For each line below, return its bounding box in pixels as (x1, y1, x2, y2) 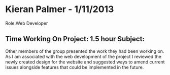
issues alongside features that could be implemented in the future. (5, 64, 144, 70)
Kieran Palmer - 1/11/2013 (5, 4, 114, 15)
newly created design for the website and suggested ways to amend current (5, 59, 165, 65)
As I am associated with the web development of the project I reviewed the (5, 53, 161, 59)
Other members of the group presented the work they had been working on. (5, 48, 164, 54)
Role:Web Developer (5, 20, 48, 26)
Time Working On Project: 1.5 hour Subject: (5, 35, 145, 43)
